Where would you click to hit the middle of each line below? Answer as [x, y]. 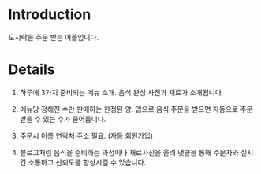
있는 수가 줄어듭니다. [75, 119]
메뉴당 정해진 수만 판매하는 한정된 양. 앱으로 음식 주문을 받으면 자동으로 [129, 109]
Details [32, 70]
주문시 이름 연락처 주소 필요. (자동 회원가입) [86, 135]
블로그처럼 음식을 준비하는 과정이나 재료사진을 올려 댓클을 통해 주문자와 [129, 152]
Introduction [50, 15]
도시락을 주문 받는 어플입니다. [54, 37]
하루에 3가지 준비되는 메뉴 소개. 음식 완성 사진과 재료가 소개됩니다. [121, 92]
